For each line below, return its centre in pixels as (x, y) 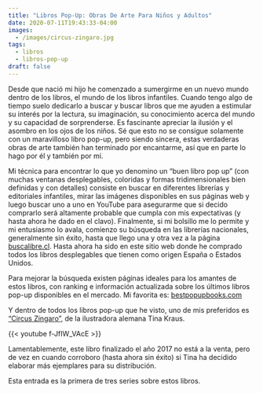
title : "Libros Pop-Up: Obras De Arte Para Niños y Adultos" (110, 15)
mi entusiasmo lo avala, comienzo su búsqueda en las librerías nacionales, (128, 230)
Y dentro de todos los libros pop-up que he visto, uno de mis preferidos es (129, 310)
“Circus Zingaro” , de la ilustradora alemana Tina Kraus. (97, 318)
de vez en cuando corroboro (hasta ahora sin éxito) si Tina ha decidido (122, 357)
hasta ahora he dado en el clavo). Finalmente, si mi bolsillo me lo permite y (129, 221)
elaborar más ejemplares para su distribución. (82, 365)
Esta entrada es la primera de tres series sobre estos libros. (104, 380)
